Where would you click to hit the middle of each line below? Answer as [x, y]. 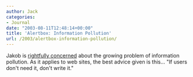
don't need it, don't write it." [40, 68]
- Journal [18, 22]
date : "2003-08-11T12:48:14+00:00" [50, 28]
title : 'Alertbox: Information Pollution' [59, 34]
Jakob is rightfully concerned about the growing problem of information [93, 56]
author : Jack [22, 11]
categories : [21, 17]
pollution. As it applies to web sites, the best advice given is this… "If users [96, 62]
